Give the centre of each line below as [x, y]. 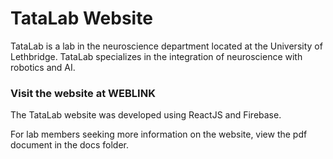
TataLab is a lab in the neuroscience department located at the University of [166, 46]
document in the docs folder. [70, 145]
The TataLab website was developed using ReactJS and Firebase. [146, 115]
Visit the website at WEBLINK [83, 93]
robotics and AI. [43, 67]
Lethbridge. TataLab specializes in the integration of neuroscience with [156, 56]
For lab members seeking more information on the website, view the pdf [159, 134]
